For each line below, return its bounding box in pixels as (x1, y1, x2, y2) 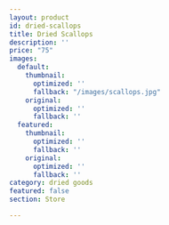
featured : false (9, 187, 69, 196)
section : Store (9, 195, 66, 205)
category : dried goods (9, 179, 93, 188)
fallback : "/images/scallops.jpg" (32, 87, 162, 96)
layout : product (9, 12, 69, 22)
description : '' (9, 37, 69, 47)
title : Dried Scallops (9, 29, 93, 38)
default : (17, 63, 50, 72)
